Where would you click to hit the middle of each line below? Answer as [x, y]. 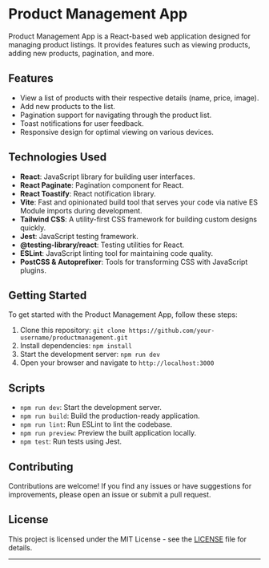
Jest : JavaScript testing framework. [79, 236]
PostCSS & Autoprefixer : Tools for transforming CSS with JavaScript [134, 262]
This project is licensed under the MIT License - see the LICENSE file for [127, 539]
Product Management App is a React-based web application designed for [129, 36]
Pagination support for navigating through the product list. [116, 115]
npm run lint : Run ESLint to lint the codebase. [96, 424]
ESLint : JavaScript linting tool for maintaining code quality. [116, 253]
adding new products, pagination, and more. [81, 53]
